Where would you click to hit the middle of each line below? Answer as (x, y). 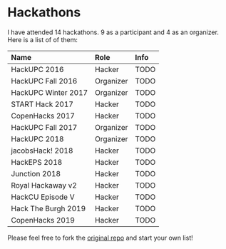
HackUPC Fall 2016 (44, 81)
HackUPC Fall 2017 (44, 127)
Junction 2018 (36, 173)
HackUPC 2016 (37, 69)
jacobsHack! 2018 (42, 151)
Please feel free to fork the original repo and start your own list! (101, 238)
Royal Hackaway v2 (44, 185)
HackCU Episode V (43, 197)
